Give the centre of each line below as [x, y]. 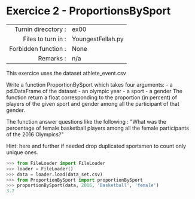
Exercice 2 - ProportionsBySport [89, 11]
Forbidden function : [38, 48]
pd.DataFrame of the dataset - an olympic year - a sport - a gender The [94, 91]
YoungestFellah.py [97, 39]
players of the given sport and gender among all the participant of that [93, 103]
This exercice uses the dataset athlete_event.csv [66, 73]
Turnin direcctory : [40, 29]
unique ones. [22, 152]
